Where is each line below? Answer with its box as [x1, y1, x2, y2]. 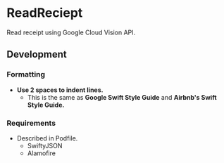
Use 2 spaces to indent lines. [16, 86, 104, 94]
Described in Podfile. [16, 133, 78, 142]
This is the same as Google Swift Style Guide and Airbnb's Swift [27, 93, 217, 101]
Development [6, 48, 68, 60]
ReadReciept [6, 5, 83, 21]
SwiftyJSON [27, 141, 63, 150]
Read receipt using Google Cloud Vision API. [6, 28, 136, 37]
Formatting [6, 70, 46, 79]
